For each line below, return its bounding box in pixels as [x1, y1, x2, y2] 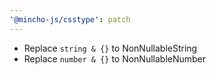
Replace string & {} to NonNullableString [23, 42, 198, 54]
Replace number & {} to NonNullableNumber [23, 52, 207, 65]
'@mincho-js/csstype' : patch [9, 14, 131, 25]
